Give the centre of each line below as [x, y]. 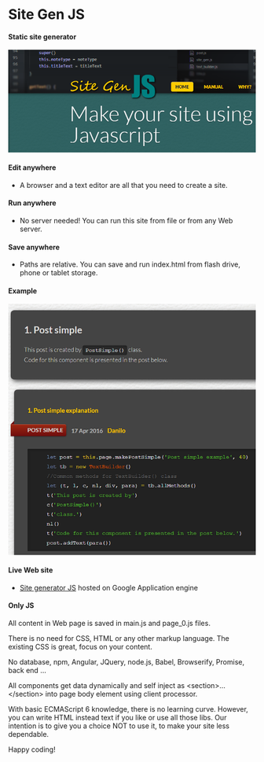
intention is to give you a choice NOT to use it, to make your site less [119, 726]
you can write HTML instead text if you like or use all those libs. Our [117, 718]
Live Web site [31, 570]
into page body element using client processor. [121, 694]
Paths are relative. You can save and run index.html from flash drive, [130, 264]
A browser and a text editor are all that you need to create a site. [123, 185]
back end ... [27, 671]
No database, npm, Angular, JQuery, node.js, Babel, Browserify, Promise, [126, 662]
